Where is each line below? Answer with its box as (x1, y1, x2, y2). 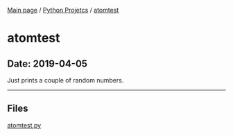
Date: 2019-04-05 (7, 58, 88, 69)
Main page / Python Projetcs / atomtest (7, 6, 119, 14)
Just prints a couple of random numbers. (7, 76, 124, 84)
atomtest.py (7, 121, 42, 129)
